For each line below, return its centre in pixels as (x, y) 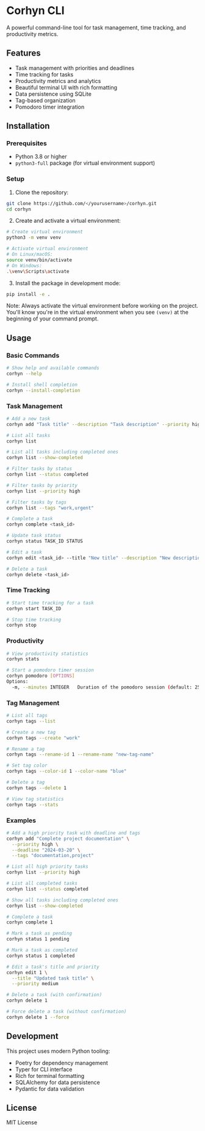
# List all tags (27, 716)
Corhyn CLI (36, 11)
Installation (28, 126)
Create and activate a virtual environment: (68, 221)
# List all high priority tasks (47, 867)
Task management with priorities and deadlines (75, 68)
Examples (21, 820)
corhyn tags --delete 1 (37, 788)
